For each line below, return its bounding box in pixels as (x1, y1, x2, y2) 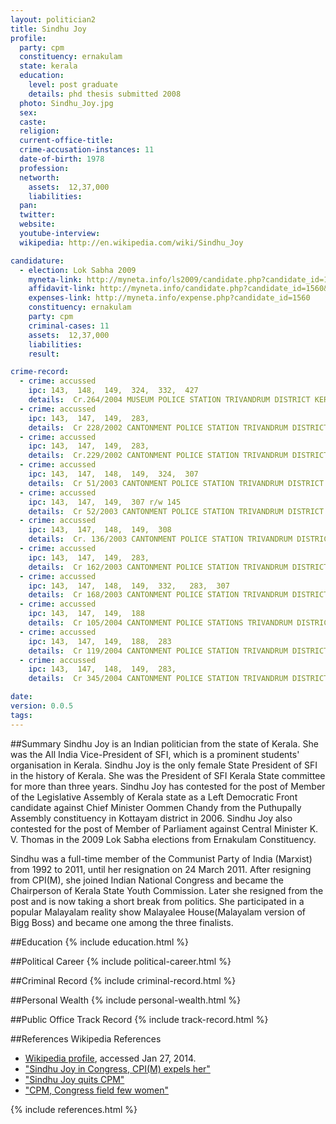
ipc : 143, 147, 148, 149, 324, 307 (28, 469, 199, 479)
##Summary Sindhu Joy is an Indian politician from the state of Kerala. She (10, 737, 319, 750)
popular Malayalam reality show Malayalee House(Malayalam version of (10, 906, 307, 918)
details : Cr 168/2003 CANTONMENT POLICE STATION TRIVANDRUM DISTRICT (28, 590, 329, 600)
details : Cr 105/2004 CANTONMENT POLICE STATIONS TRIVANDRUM (28, 618, 293, 628)
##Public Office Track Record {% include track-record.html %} (10, 1013, 269, 1025)
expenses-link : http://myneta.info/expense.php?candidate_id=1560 (28, 293, 311, 303)
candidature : (10, 256, 65, 266)
